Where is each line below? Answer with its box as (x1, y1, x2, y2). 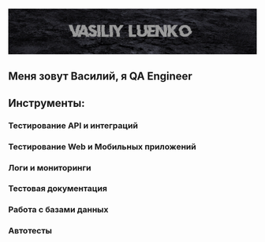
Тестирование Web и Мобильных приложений (8, 141, 196, 152)
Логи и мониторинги (8, 162, 91, 173)
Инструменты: (8, 96, 85, 110)
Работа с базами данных (8, 204, 109, 215)
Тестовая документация (8, 183, 108, 194)
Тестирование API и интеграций (8, 119, 138, 130)
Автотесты (8, 225, 53, 236)
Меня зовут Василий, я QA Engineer (8, 70, 193, 83)
